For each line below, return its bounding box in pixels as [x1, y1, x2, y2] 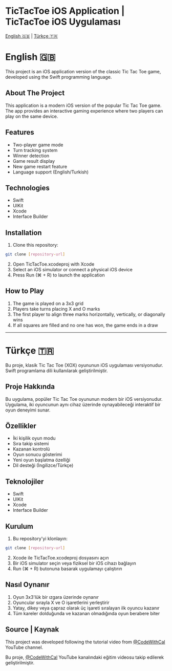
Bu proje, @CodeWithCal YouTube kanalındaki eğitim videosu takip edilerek [5, 654, 164, 660]
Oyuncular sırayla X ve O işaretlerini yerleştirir [12, 599, 110, 605]
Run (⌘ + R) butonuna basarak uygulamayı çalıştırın [12, 566, 122, 572]
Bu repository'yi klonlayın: [12, 535, 68, 542]
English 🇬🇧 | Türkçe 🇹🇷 [5, 33, 58, 39]
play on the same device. [5, 113, 58, 119]
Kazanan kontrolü [12, 446, 50, 452]
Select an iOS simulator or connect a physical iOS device [12, 267, 133, 272]
